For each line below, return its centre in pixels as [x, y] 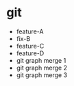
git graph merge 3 [42, 75]
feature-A [30, 31]
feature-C [30, 46]
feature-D [30, 53]
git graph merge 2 [42, 68]
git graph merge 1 [41, 60]
